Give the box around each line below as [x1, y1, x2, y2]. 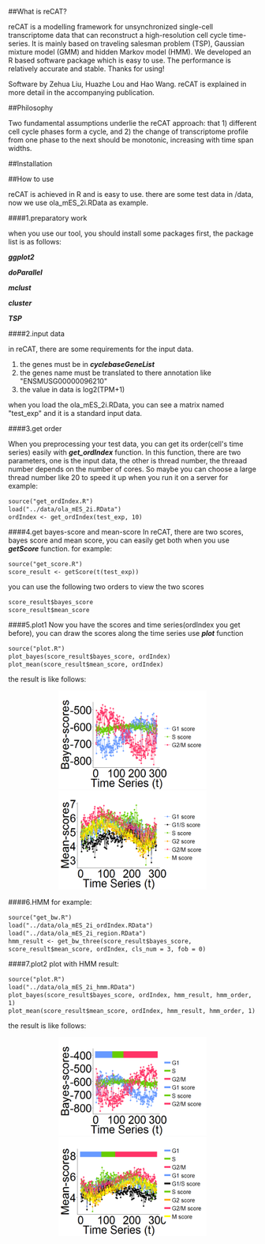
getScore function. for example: [8, 544, 113, 553]
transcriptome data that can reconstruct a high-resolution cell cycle [8, 31, 227, 40]
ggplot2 [8, 252, 35, 262]
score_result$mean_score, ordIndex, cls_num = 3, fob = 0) [8, 945, 207, 953]
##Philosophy [8, 103, 54, 112]
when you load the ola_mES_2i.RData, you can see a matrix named [8, 400, 225, 410]
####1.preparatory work [8, 214, 88, 222]
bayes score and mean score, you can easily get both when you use [8, 535, 230, 545]
